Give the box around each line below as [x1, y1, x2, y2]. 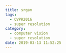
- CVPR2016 [9, 17, 32, 22]
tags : [5, 12, 16, 17]
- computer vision [9, 31, 48, 36]
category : [5, 26, 26, 31]
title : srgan [5, 7, 32, 13]
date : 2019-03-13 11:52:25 [5, 40, 61, 45]
